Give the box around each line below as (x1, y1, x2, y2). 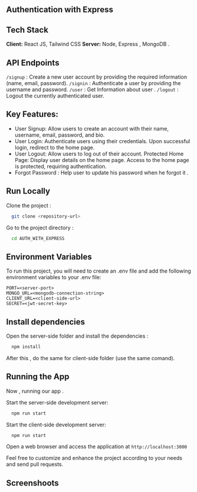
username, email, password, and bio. (14, 131, 105, 138)
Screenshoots (6, 478, 59, 488)
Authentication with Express (6, 5, 114, 15)
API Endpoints (6, 57, 60, 67)
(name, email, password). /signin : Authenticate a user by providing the (6, 80, 181, 87)
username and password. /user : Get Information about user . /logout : (6, 86, 179, 93)
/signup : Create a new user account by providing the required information (6, 73, 188, 80)
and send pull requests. (6, 461, 64, 468)
